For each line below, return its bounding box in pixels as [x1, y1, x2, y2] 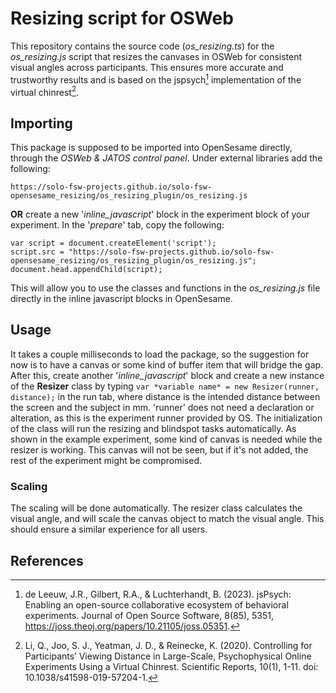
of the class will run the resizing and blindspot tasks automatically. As [10, 422, 297, 434]
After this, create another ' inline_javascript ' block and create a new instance [10, 369, 325, 381]
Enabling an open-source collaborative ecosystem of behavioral [24, 598, 289, 611]
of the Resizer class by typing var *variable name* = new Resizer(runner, [10, 380, 320, 392]
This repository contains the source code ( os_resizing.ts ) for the [10, 40, 275, 52]
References [10, 552, 84, 569]
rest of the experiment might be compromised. [10, 454, 202, 466]
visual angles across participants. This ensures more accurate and [10, 61, 284, 73]
